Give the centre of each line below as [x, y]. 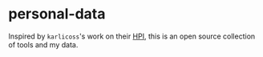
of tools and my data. [43, 44]
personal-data [57, 14]
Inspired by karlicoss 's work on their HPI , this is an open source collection [132, 36]
